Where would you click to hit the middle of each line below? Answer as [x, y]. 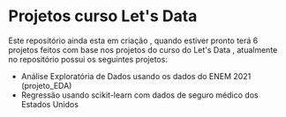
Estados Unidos [49, 104]
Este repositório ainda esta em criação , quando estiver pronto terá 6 [133, 40]
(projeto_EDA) [46, 85]
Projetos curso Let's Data [103, 16]
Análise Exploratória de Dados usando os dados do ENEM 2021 [136, 76]
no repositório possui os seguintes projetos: [88, 59]
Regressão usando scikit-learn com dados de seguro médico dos [139, 95]
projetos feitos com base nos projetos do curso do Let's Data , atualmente [143, 49]
